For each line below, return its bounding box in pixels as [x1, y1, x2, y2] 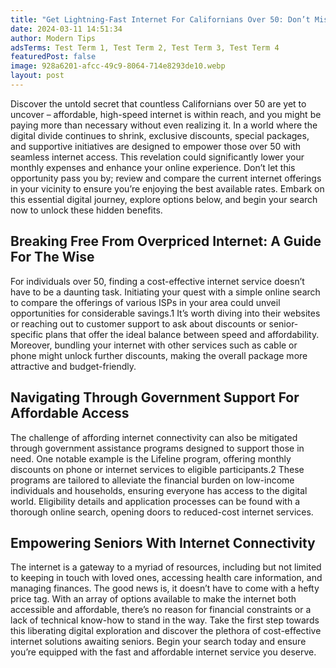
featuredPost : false [10, 52, 97, 62]
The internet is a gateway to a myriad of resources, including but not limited [10, 561, 322, 573]
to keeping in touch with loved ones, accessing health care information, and [10, 572, 323, 584]
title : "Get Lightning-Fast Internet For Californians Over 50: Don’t [10, 14, 311, 25]
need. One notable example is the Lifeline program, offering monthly [10, 452, 292, 465]
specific [10, 328, 44, 340]
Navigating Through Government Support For [10, 389, 300, 406]
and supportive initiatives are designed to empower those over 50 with [10, 140, 302, 152]
